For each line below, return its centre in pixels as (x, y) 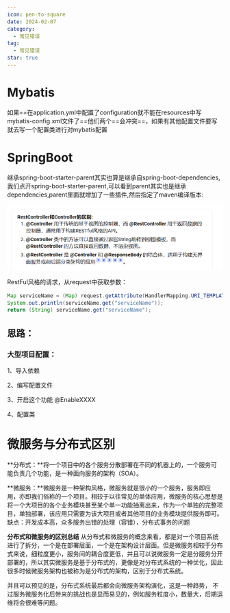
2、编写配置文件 (30, 385)
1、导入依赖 (23, 371)
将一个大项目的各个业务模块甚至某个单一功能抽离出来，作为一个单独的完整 (112, 505)
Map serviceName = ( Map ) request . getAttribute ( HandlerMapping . (99, 296)
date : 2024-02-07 (32, 22)
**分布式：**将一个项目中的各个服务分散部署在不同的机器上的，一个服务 (109, 464)
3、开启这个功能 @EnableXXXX (51, 400)
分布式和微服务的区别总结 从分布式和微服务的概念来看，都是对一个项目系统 (113, 536)
